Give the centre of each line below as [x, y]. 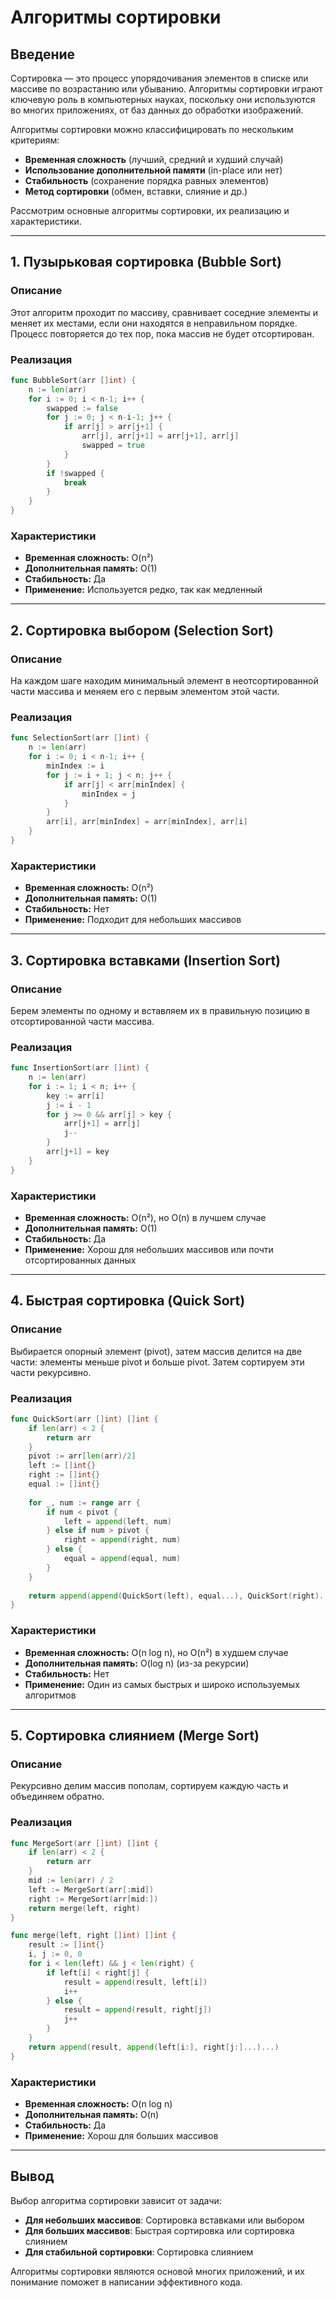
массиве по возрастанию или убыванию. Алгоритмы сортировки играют [166, 89]
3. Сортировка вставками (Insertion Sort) [146, 960]
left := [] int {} [62, 1466]
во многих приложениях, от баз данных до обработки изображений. [157, 110]
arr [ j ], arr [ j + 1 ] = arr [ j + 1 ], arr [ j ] [160, 436]
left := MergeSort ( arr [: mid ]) [91, 1889]
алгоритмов [50, 1695]
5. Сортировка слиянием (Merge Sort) [135, 1736]
